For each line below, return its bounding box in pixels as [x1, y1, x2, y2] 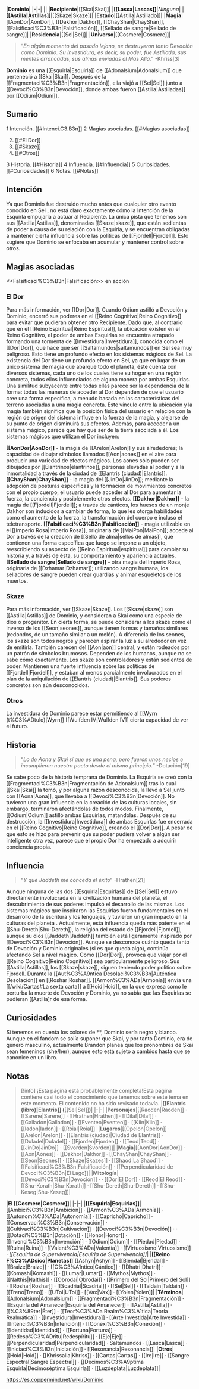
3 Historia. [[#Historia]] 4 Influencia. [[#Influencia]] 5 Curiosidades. [6, 161, 170, 168]
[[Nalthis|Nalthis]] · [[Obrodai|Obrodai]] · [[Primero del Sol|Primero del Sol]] [6, 1276, 191, 1283]
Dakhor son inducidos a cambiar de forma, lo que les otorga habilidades [6, 507, 182, 515]
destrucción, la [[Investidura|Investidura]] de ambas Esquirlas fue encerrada [6, 818, 193, 825]
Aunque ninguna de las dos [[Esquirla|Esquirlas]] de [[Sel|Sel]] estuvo [6, 888, 178, 895]
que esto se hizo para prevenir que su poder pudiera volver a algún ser [6, 831, 180, 838]
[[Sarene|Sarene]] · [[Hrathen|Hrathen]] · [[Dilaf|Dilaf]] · [20, 1112, 157, 1120]
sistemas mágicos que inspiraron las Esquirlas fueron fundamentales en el [6, 906, 188, 914]
